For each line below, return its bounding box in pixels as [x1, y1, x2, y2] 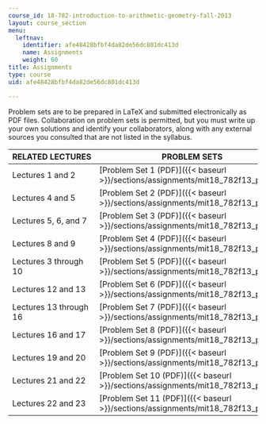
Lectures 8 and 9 [12, 237, 76, 249]
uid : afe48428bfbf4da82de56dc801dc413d [8, 78, 140, 86]
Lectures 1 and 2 [12, 169, 76, 180]
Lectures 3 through [12, 256, 84, 267]
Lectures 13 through [12, 301, 89, 312]
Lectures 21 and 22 [12, 375, 86, 386]
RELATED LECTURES [12, 151, 92, 162]
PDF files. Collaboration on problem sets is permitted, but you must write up [8, 115, 256, 125]
